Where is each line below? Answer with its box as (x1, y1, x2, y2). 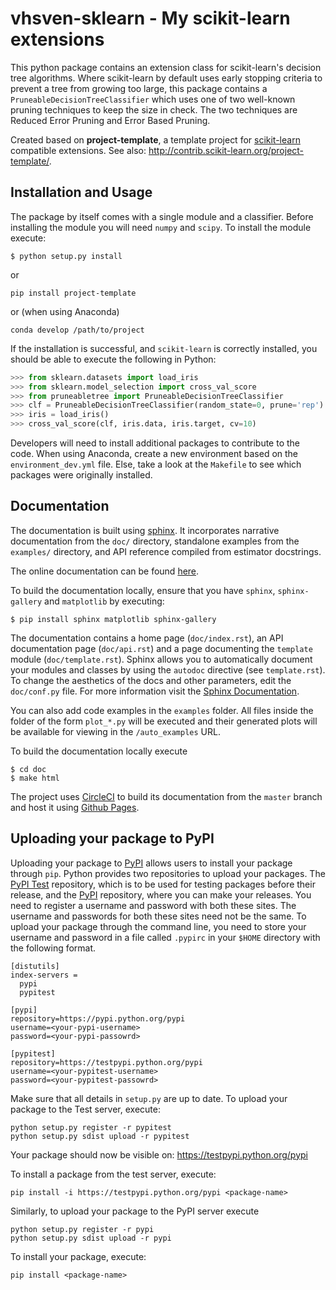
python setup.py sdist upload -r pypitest (10, 1131, 190, 1141)
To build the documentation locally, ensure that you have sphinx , (10, 584, 276, 596)
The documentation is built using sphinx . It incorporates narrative (10, 524, 280, 536)
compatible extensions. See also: (10, 144, 147, 156)
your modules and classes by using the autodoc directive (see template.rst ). (10, 663, 326, 676)
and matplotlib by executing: (44, 595, 165, 607)
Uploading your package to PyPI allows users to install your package (10, 857, 293, 869)
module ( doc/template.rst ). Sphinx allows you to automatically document (10, 653, 313, 665)
